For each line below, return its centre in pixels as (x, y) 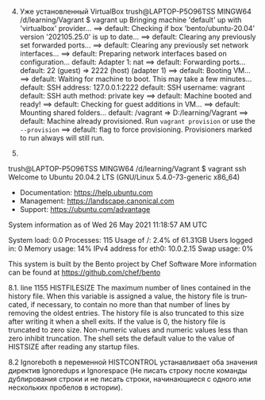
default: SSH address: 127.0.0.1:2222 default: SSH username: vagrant (132, 87)
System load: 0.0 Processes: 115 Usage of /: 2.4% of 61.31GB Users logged (131, 240)
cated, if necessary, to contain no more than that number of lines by (119, 304)
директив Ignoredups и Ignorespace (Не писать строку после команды (128, 371)
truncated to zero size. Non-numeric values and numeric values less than (128, 330)
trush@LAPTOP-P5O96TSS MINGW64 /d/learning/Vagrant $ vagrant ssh (127, 169)
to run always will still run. (62, 138)
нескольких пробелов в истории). (65, 387)
